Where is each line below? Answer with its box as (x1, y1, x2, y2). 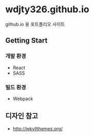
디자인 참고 (5, 111, 39, 121)
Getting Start (5, 36, 48, 45)
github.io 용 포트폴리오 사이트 (5, 21, 65, 27)
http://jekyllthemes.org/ (12, 125, 63, 131)
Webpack (12, 96, 33, 102)
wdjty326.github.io (5, 4, 90, 15)
